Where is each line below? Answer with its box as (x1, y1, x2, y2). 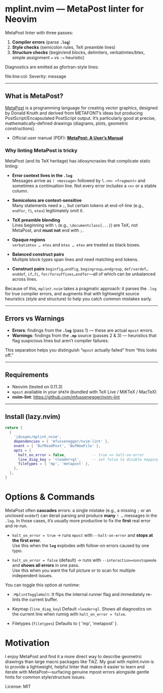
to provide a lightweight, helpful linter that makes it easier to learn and (5, 663, 145, 670)
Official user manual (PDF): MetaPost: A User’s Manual (12, 135, 124, 141)
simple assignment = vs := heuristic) (12, 54, 85, 60)
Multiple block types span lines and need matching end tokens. (12, 257, 139, 262)
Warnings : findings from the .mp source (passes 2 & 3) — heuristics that (12, 332, 157, 338)
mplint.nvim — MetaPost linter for (5, 3, 144, 15)
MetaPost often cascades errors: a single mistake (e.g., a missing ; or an (5, 507, 151, 513)
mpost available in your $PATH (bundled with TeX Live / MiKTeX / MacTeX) (12, 389, 157, 395)
